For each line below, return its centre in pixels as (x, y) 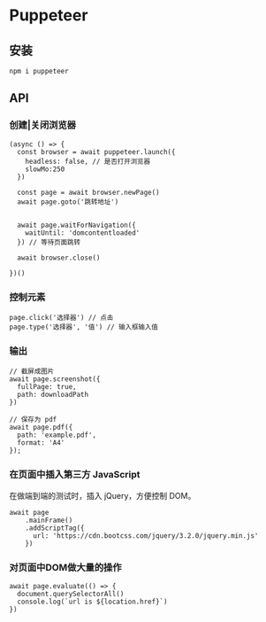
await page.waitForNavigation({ (77, 225)
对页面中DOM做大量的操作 (65, 567)
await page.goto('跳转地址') (68, 202)
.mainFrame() (49, 520)
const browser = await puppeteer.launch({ (96, 152)
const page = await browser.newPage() (89, 192)
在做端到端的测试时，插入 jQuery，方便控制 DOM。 (103, 495)
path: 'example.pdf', (57, 435)
